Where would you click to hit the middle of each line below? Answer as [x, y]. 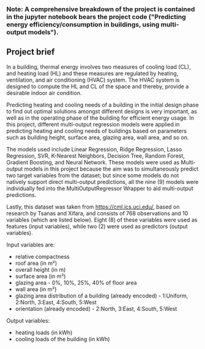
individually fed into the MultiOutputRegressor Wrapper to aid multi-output [100, 188]
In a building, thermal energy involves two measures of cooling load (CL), [99, 67]
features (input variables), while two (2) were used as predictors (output [97, 226]
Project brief [31, 52]
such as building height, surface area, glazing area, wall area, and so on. [98, 137]
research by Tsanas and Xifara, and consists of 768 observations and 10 [97, 213]
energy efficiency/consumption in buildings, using [83, 25]
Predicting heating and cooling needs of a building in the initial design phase [102, 105]
